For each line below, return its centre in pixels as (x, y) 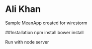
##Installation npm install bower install (44, 32)
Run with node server (27, 42)
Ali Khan (23, 9)
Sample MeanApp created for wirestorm (46, 23)
